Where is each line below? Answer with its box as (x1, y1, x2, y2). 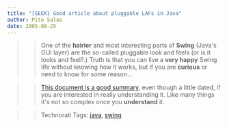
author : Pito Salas (7, 16, 63, 23)
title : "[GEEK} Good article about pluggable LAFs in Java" (7, 10, 183, 17)
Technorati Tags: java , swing (40, 111, 122, 119)
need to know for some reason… (40, 70, 133, 78)
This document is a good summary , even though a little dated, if (40, 83, 221, 92)
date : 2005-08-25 (7, 22, 57, 29)
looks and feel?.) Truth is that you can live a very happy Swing (40, 56, 217, 64)
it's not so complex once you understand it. (40, 98, 165, 106)
